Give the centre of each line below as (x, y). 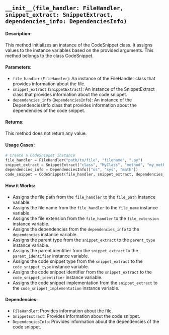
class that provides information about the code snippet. (70, 94)
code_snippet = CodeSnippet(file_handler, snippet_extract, (70, 174)
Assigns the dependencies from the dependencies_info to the (76, 229)
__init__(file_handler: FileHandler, (64, 8)
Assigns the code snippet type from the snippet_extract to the (78, 261)
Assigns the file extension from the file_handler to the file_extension (86, 218)
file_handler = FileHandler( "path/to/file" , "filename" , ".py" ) (74, 160)
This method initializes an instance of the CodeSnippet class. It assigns (79, 45)
